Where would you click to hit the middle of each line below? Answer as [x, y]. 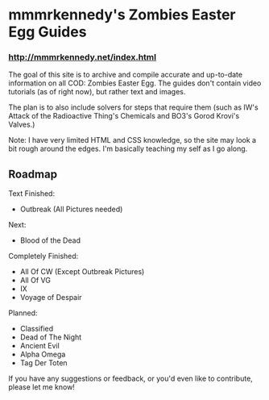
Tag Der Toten [43, 363]
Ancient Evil [40, 346]
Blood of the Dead [50, 240]
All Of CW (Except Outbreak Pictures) [82, 272]
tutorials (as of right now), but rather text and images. [97, 92]
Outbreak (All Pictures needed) [71, 209]
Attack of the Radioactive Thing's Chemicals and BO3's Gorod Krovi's [124, 116]
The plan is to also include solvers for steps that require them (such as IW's [134, 107]
